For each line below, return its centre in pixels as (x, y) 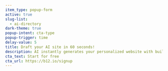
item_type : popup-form (29, 10)
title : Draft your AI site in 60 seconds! (50, 47)
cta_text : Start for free (32, 56)
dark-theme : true (23, 28)
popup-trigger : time (27, 38)
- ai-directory (25, 24)
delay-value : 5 (21, 42)
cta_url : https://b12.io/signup (39, 61)
